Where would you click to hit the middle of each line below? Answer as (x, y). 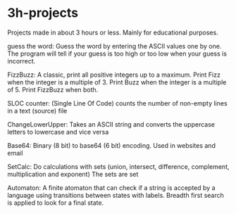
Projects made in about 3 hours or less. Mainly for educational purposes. (113, 32)
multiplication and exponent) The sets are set (73, 174)
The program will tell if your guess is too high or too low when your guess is (117, 53)
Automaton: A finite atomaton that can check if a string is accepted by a (111, 187)
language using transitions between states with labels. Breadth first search (116, 195)
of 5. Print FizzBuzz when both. (53, 89)
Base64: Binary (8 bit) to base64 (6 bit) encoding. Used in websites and (112, 145)
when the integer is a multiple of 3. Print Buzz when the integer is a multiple (117, 82)
